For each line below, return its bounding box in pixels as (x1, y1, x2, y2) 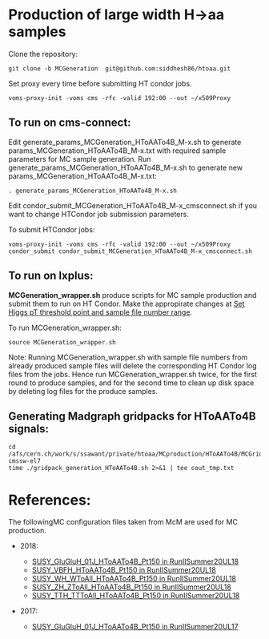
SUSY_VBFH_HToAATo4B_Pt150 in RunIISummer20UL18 (31, 565, 216, 575)
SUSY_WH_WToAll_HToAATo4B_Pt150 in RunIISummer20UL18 (31, 574, 237, 584)
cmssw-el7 (8, 457, 42, 465)
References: (8, 491, 91, 509)
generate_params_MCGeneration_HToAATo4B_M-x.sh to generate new (8, 163, 243, 172)
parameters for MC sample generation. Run (8, 154, 151, 163)
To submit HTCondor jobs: (8, 224, 95, 234)
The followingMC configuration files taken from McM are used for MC (8, 517, 239, 527)
